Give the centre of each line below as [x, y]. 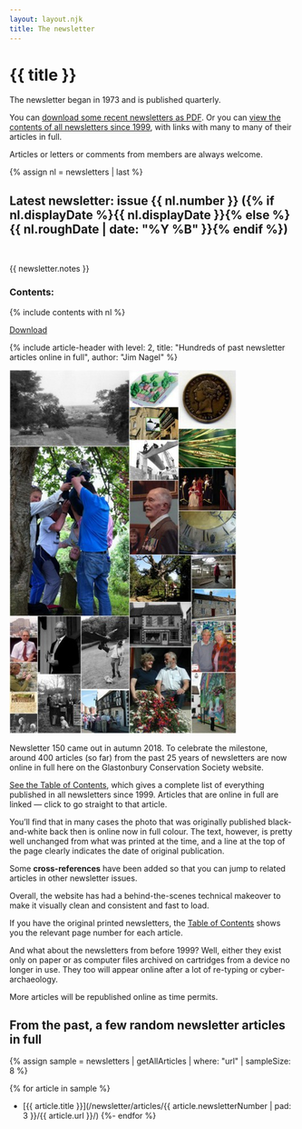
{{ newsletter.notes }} [49, 269]
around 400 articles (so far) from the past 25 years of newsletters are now [148, 757]
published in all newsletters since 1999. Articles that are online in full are [144, 794]
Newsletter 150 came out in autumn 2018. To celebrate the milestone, [139, 748]
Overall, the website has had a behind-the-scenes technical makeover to [145, 895]
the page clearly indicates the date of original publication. [117, 851]
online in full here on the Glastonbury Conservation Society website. [137, 767]
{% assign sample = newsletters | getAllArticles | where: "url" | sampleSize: [151, 1061]
